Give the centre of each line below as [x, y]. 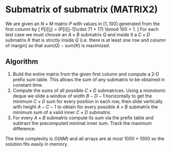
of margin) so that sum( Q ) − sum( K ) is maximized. [58, 45]
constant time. [28, 85]
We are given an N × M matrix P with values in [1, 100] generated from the [83, 24]
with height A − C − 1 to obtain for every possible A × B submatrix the [85, 107]
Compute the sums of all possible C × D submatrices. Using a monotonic [89, 90]
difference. [24, 128]
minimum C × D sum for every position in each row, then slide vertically [88, 101]
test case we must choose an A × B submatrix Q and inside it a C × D [78, 34]
